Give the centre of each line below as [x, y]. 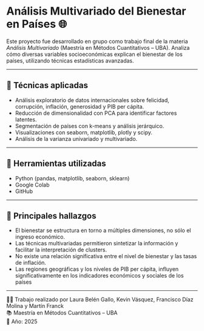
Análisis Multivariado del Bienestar [96, 11]
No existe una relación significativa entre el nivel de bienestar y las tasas [106, 256]
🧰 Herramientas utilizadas [56, 164]
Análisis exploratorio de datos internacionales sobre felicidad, [92, 100]
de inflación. [31, 263]
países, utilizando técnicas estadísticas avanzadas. [70, 60]
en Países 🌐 [37, 24]
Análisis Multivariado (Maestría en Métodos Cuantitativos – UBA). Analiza [98, 47]
